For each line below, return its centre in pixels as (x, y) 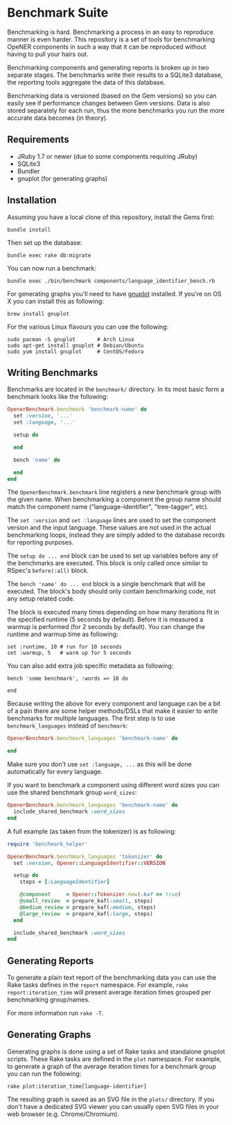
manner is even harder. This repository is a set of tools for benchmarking (111, 39)
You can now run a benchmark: (52, 268)
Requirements (38, 140)
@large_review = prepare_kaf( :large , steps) (87, 913)
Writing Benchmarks (53, 372)
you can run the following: (44, 1074)
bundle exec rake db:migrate (49, 255)
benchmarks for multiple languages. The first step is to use (91, 719)
